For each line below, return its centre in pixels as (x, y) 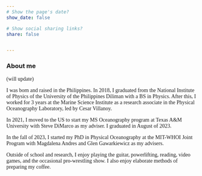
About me (21, 66)
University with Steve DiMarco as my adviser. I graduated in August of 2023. (89, 126)
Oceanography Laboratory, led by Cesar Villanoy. (59, 108)
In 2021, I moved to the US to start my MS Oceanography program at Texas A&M (94, 120)
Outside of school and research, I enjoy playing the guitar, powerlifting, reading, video (98, 154)
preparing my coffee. (29, 167)
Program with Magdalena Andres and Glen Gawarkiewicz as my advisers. (85, 143)
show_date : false (28, 18)
